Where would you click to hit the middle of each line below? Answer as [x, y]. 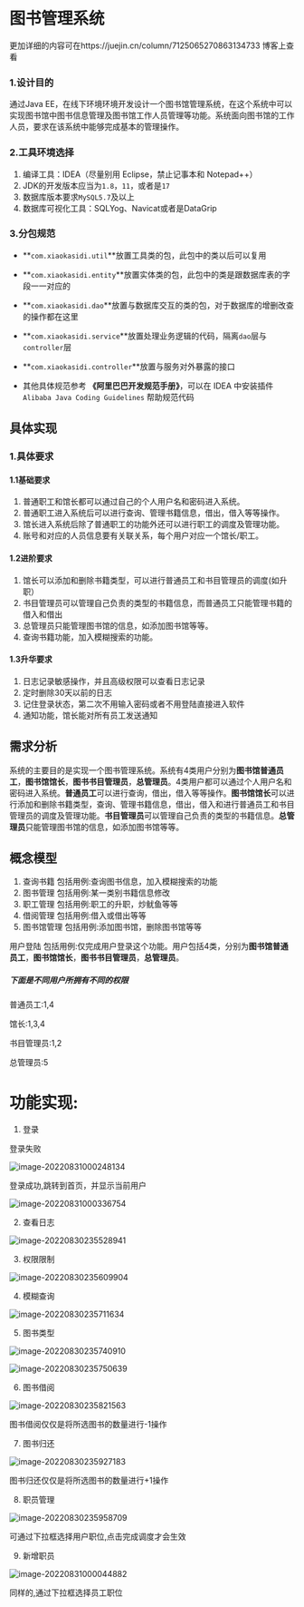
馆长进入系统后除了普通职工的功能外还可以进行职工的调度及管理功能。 [153, 524]
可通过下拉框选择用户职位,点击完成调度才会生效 [98, 1537]
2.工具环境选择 [42, 152]
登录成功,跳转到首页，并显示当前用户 [78, 1186]
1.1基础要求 [30, 480]
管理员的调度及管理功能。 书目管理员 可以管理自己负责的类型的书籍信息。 [144, 815]
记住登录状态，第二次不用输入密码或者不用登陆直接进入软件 [133, 703]
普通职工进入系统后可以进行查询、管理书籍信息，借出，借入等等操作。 [153, 513]
